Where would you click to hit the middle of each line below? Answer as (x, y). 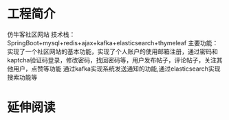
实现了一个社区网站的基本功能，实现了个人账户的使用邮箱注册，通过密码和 (112, 51)
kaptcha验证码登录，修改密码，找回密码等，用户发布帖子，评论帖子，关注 (112, 60)
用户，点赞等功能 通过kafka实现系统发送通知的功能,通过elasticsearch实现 (117, 69)
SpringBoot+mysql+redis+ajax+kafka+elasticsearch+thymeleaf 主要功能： (113, 43)
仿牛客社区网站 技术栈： (41, 34)
